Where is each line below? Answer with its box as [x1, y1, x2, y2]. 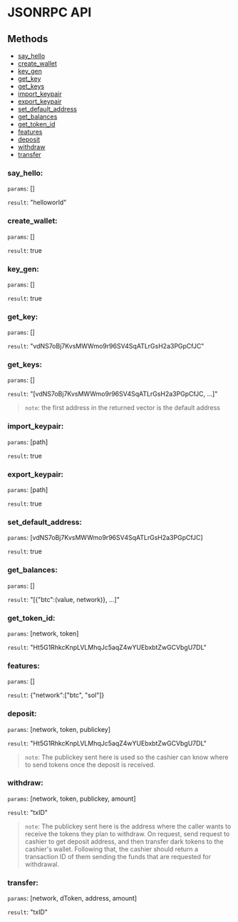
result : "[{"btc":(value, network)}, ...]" [7, 595, 120, 603]
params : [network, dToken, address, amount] [7, 894, 138, 903]
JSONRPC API [7, 4, 92, 21]
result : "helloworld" [7, 198, 67, 207]
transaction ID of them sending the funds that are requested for [24, 852, 212, 861]
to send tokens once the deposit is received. [24, 760, 155, 768]
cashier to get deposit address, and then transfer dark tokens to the [24, 837, 224, 846]
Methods [7, 33, 48, 45]
